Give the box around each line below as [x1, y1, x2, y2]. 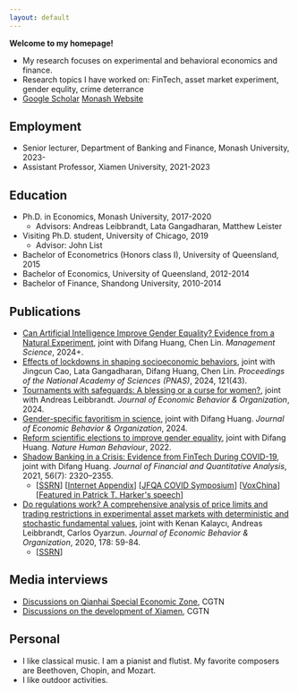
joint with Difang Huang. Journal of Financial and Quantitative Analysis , [21, 461, 287, 472]
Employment [9, 119, 82, 134]
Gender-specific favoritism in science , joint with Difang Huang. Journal [21, 414, 285, 424]
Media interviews [9, 572, 108, 587]
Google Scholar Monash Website [21, 93, 144, 104]
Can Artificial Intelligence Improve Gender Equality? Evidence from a [21, 328, 275, 338]
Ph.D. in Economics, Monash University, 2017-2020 [21, 211, 212, 222]
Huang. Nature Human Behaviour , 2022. [21, 442, 172, 453]
